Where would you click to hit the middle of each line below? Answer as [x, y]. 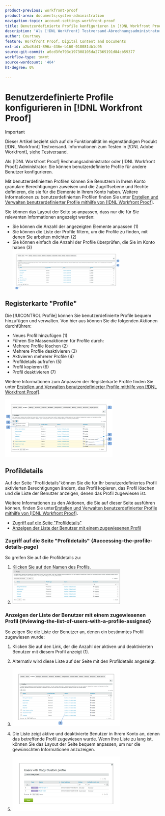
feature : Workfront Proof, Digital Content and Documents [66, 42]
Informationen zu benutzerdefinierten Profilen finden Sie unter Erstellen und [82, 197]
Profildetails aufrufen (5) [37, 362]
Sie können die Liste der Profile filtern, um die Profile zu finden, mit [80, 232]
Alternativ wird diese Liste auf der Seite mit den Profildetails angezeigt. [84, 661]
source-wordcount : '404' [30, 62]
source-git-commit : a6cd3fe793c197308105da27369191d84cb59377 [70, 52]
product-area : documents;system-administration [55, 15]
